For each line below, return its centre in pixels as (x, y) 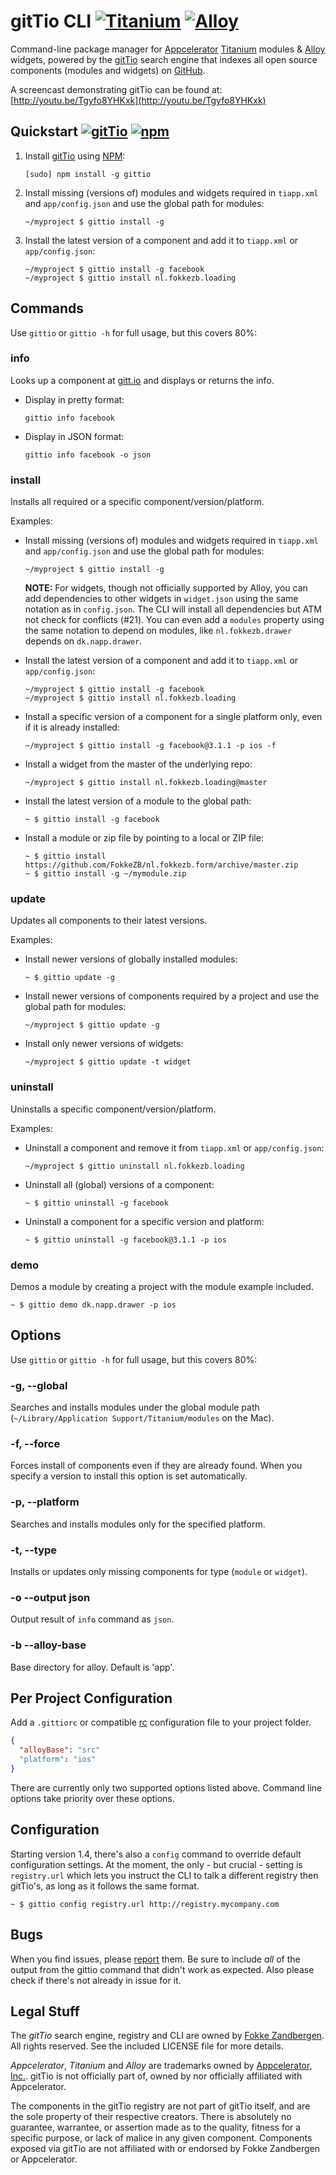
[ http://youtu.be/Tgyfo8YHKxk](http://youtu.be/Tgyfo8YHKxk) (138, 100)
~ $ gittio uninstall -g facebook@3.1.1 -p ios (125, 1240)
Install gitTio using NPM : (75, 156)
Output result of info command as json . (92, 1619)
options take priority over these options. (92, 1798)
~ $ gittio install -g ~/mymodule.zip (105, 874)
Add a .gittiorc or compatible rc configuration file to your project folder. (161, 1722)
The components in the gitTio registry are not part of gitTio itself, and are (160, 2106)
